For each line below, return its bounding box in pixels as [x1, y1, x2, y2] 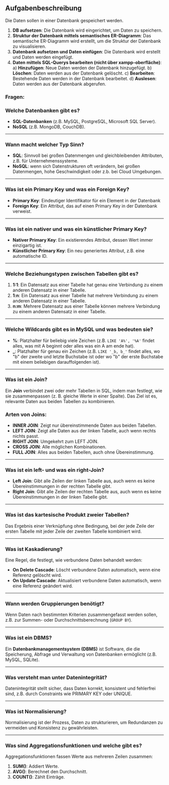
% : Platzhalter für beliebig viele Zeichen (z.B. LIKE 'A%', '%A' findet [12, 338, 155, 344]
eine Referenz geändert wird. [12, 583, 73, 589]
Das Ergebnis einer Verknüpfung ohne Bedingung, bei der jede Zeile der [5, 523, 155, 529]
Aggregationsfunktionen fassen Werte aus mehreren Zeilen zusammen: [5, 754, 153, 760]
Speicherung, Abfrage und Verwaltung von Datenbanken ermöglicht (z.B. [5, 651, 157, 657]
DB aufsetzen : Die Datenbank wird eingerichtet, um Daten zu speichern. [12, 27, 162, 33]
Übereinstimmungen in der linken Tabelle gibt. [12, 494, 108, 500]
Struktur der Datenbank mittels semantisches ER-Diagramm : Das [12, 32, 151, 38]
